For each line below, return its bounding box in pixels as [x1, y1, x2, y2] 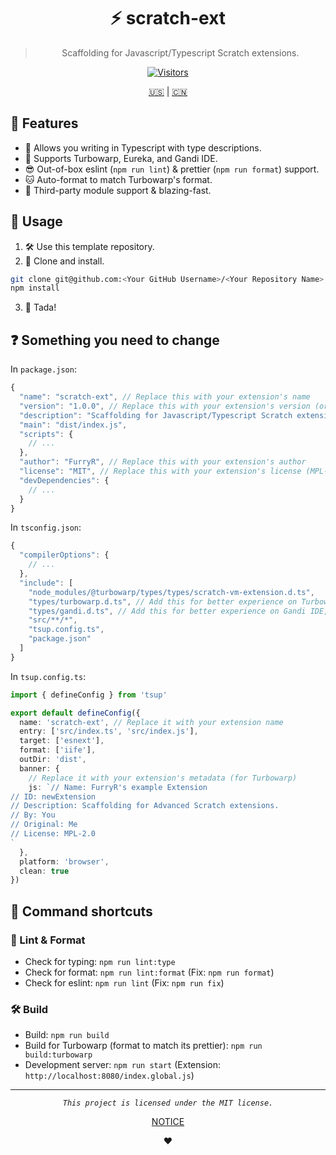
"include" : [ [19, 578, 74, 588]
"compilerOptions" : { [19, 550, 110, 560]
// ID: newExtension [10, 791, 97, 802]
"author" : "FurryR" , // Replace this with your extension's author [19, 457, 307, 467]
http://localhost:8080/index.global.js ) [24, 1070, 195, 1082]
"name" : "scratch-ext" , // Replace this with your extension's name [19, 392, 311, 402]
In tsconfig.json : [10, 521, 82, 534]
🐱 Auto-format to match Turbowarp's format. [24, 173, 213, 185]
